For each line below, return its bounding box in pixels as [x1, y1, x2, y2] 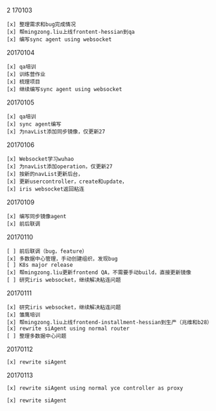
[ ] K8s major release [6, 261, 73, 268]
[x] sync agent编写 [6, 121, 62, 128]
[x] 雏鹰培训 [6, 311, 41, 318]
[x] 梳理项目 [6, 78, 41, 85]
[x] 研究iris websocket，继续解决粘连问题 [6, 304, 121, 311]
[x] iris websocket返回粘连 [6, 186, 85, 193]
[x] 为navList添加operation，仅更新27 [6, 163, 113, 170]
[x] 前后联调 [6, 220, 41, 227]
